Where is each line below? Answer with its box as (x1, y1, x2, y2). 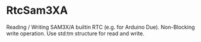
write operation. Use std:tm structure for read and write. (6, 29, 145, 37)
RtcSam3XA (6, 4, 68, 17)
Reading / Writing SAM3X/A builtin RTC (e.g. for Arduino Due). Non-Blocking (6, 23, 195, 31)
